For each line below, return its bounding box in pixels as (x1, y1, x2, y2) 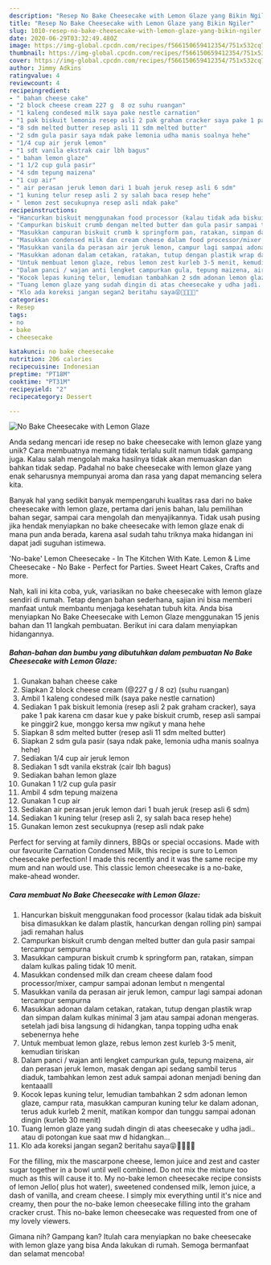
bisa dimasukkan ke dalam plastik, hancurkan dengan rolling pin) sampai (20, 918, 262, 929)
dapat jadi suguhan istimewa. (9, 538, 106, 548)
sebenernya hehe (20, 1030, 80, 1040)
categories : (9, 296, 49, 304)
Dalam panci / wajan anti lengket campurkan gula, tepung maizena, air (20, 1055, 254, 1066)
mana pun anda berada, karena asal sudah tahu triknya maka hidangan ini (9, 530, 254, 540)
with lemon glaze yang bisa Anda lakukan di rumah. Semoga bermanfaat (9, 1240, 249, 1251)
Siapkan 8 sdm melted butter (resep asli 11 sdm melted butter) (20, 728, 226, 737)
